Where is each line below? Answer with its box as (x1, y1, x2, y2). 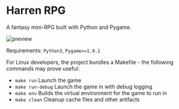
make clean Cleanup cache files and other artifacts (14, 96, 140, 103)
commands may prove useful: (6, 64, 80, 72)
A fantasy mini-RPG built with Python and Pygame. (6, 23, 132, 31)
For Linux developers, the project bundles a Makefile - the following (6, 58, 174, 66)
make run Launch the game (14, 76, 82, 84)
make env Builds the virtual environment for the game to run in (14, 89, 167, 96)
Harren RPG (6, 4, 66, 17)
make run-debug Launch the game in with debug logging (14, 83, 153, 90)
